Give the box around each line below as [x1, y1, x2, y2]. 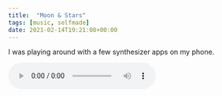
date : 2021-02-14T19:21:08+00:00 [8, 26, 118, 34]
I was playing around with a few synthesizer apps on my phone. [8, 48, 215, 57]
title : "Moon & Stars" [8, 11, 87, 20]
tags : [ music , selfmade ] [8, 19, 90, 27]
